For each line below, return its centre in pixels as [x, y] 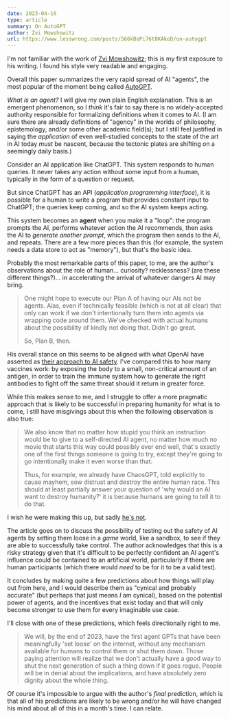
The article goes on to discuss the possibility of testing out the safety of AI [113, 531]
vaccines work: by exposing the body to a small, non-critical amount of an [112, 369]
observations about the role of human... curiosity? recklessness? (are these [114, 271]
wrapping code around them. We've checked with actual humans [116, 320]
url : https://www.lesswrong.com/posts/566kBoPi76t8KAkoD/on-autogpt [107, 39]
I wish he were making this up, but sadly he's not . [77, 518]
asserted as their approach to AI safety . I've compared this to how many [109, 361]
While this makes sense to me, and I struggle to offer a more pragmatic [107, 397]
